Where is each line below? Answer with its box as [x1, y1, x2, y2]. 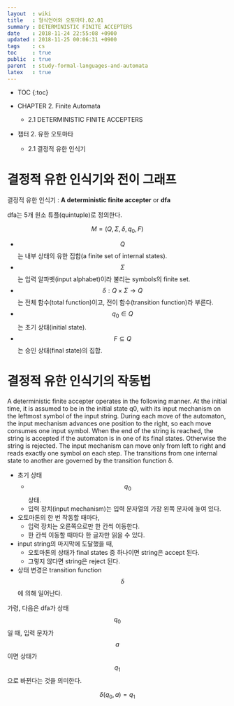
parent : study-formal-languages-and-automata [7, 62, 149, 69]
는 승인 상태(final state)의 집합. [17, 346, 103, 355]
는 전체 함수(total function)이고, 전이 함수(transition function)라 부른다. [17, 298, 214, 306]
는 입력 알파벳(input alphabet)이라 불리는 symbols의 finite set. [17, 275, 191, 283]
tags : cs [7, 43, 45, 50]
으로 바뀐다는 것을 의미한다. [7, 677, 82, 685]
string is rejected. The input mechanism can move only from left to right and [7, 442, 226, 450]
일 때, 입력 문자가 [7, 628, 54, 637]
